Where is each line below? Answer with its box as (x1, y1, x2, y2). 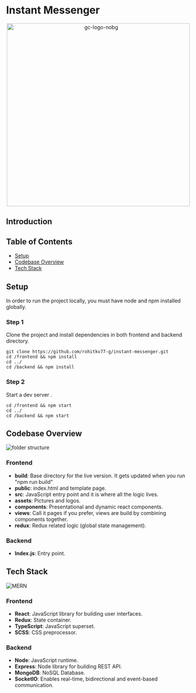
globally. (6, 303, 27, 310)
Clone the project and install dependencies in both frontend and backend (6, 332, 183, 339)
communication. (14, 682, 54, 689)
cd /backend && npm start (6, 412, 69, 419)
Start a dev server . (6, 391, 53, 398)
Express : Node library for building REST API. (14, 663, 122, 670)
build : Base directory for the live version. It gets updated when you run (14, 472, 185, 479)
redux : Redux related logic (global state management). (14, 522, 146, 529)
